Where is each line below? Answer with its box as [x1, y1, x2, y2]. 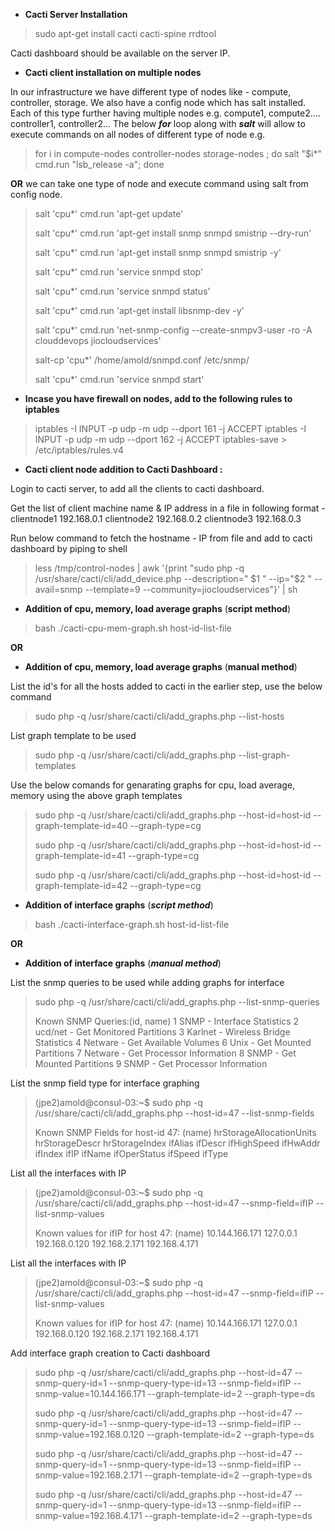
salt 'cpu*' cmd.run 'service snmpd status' [34, 285, 211, 297]
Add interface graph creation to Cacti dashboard [10, 1347, 211, 1359]
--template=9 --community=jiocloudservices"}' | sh [84, 584, 298, 595]
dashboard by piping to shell [10, 543, 128, 554]
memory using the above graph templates [10, 790, 183, 801]
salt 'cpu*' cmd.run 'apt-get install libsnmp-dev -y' [34, 305, 245, 316]
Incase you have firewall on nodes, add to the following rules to [24, 393, 293, 404]
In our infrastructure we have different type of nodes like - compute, [10, 86, 292, 98]
